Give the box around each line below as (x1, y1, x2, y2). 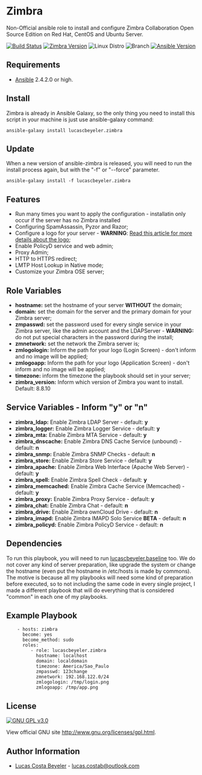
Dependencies (6, 538, 62, 549)
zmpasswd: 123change (36, 669, 87, 675)
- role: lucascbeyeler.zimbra (30, 648, 107, 654)
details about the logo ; (14, 236, 71, 243)
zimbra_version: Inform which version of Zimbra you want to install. (14, 378, 184, 386)
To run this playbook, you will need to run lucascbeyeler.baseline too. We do (6, 554, 196, 562)
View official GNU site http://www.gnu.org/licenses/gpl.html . (6, 729, 157, 736)
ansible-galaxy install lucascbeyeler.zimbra (6, 127, 122, 133)
